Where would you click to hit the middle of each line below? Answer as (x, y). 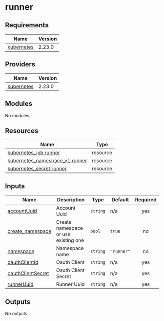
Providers (20, 64)
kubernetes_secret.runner (37, 169)
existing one (70, 240)
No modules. (18, 115)
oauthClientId (23, 262)
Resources (22, 131)
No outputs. (17, 314)
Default (120, 200)
